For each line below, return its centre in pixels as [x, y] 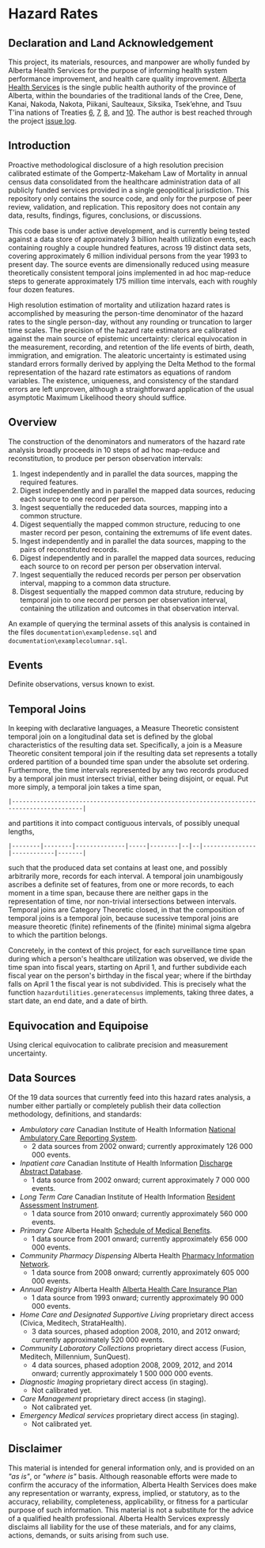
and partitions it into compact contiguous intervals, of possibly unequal [124, 823]
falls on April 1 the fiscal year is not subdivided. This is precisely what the [127, 984]
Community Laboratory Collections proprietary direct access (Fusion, [133, 1348]
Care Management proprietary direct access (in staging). [113, 1398]
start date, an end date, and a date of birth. [78, 1001]
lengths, [21, 831]
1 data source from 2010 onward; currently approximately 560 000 [140, 1213]
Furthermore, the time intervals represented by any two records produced [129, 770]
